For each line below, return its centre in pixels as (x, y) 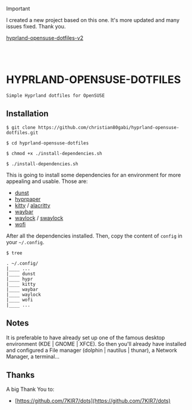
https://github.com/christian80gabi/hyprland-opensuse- (108, 127)
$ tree (14, 253)
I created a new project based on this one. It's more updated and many (93, 20)
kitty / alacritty (32, 205)
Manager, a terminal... (33, 357)
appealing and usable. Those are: (47, 181)
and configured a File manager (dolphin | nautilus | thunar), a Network (92, 350)
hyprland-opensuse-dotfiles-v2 (45, 38)
